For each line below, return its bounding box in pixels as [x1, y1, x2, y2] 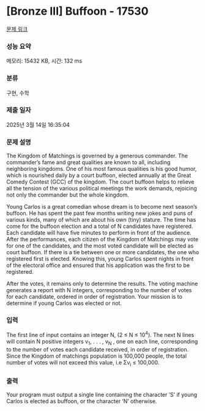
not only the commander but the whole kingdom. [6, 191, 130, 198]
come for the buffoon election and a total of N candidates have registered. [6, 222, 193, 230]
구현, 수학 [6, 89, 29, 96]
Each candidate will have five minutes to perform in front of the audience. [6, 229, 192, 236]
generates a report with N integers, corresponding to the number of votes [6, 287, 192, 294]
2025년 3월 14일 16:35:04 [6, 121, 70, 128]
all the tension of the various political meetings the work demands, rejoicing [6, 185, 197, 192]
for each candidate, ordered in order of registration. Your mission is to [6, 293, 182, 301]
